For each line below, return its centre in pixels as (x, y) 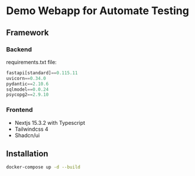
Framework (27, 33)
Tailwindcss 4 (31, 129)
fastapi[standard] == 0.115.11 (42, 73)
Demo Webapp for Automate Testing (97, 11)
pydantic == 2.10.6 (27, 84)
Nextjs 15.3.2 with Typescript (50, 122)
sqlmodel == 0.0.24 (27, 89)
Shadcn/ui (27, 135)
